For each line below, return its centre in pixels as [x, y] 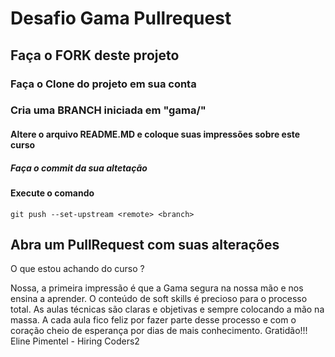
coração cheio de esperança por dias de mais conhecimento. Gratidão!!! [159, 331]
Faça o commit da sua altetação [79, 168]
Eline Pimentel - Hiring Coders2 [75, 341]
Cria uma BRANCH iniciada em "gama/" [108, 110]
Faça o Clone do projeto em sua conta [103, 84]
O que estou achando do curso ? [77, 269]
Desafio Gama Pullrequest [121, 18]
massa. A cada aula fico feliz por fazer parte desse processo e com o [153, 320]
